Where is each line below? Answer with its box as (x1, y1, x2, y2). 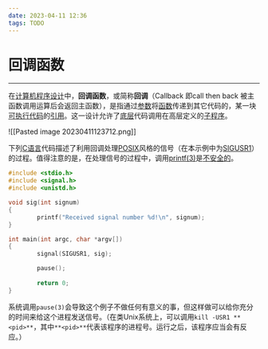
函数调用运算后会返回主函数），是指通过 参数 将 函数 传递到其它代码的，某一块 (8, 101, 257, 111)
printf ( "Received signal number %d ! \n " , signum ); (37, 213, 205, 222)
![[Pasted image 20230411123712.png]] (8, 127, 137, 136)
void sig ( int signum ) (8, 198, 81, 207)
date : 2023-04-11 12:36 (8, 11, 88, 20)
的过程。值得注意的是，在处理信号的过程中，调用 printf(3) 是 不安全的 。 (8, 153, 238, 163)
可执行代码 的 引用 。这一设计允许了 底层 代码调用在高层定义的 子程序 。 (8, 111, 232, 120)
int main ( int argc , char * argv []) (8, 235, 124, 243)
